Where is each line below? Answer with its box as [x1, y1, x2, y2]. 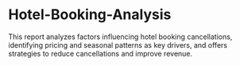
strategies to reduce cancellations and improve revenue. [8, 49, 193, 58]
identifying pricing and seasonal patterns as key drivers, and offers [8, 40, 228, 49]
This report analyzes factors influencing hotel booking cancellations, [8, 32, 233, 41]
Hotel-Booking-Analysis [8, 6, 172, 24]
